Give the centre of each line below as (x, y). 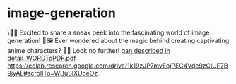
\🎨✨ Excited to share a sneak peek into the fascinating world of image (108, 32)
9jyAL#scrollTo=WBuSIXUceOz (53, 73)
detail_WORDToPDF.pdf (42, 58)
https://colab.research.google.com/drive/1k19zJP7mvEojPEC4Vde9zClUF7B (118, 66)
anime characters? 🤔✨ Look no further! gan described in (89, 50)
